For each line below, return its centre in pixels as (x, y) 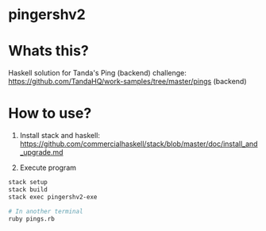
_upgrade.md (41, 152)
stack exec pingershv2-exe (53, 197)
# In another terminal (46, 211)
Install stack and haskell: (60, 136)
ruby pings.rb (32, 219)
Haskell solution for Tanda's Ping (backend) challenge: (97, 73)
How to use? (50, 114)
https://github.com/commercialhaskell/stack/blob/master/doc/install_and (139, 144)
